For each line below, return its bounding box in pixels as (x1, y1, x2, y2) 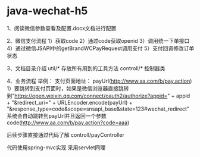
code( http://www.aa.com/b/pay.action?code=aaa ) (7, 119, 130, 126)
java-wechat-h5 (7, 4, 88, 18)
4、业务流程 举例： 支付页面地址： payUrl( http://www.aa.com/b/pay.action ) (7, 77, 192, 84)
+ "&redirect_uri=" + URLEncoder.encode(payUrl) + (7, 99, 133, 106)
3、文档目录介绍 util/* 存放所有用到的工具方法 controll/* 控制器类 (7, 64, 165, 72)
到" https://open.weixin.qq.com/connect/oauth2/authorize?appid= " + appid (7, 92, 190, 99)
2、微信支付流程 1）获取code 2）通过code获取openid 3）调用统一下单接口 (7, 37, 190, 44)
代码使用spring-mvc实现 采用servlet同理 (7, 144, 106, 151)
